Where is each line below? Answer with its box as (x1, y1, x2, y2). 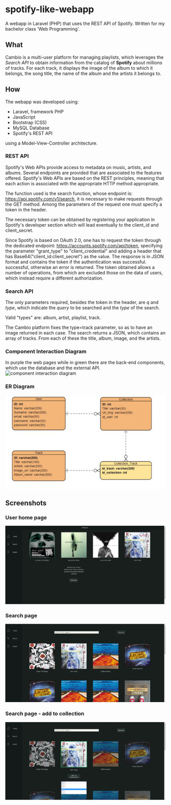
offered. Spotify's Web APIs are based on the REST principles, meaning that (5, 175, 164, 181)
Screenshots (5, 499, 47, 508)
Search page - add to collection (5, 710, 84, 717)
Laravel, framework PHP (12, 108, 64, 115)
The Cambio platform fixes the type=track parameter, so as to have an (5, 324, 153, 330)
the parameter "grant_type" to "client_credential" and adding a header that (5, 248, 162, 254)
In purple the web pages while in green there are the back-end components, (5, 359, 165, 366)
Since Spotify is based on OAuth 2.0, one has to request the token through (5, 237, 161, 243)
